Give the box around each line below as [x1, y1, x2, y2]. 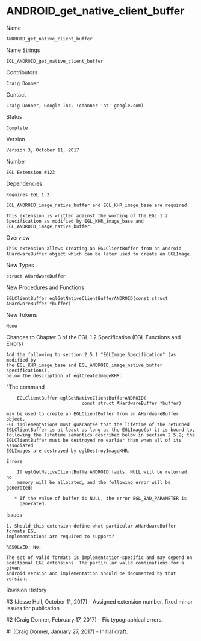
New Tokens [6, 311, 37, 318]
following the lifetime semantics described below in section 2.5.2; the [6, 432, 196, 438]
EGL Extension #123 [6, 169, 55, 176]
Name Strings [6, 46, 40, 54]
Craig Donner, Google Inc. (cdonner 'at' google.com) [6, 103, 144, 109]
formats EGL [6, 528, 36, 534]
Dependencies [6, 180, 43, 187]
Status [6, 113, 22, 120]
